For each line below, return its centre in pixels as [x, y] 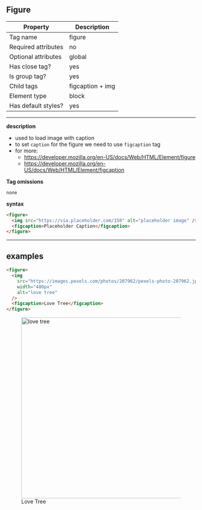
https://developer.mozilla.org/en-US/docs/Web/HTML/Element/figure [110, 157]
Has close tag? [30, 66]
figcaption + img [92, 86]
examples [25, 256]
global [78, 57]
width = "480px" [35, 287]
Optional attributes [35, 57]
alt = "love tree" [38, 292]
